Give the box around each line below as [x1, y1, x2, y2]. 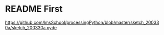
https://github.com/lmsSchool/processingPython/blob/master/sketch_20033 [5, 19, 159, 25]
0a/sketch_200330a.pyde [5, 24, 57, 30]
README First [5, 3, 63, 15]
